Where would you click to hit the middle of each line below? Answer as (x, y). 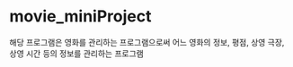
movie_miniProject (80, 17)
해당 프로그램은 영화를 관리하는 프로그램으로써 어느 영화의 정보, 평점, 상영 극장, (147, 42)
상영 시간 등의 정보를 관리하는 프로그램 (76, 53)
